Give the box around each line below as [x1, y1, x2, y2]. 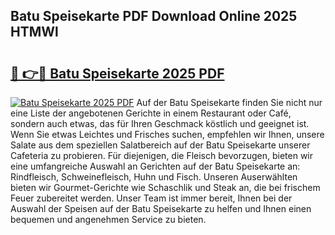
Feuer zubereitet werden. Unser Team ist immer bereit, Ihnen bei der [10, 192, 293, 204]
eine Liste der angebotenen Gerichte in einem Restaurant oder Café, [10, 107, 292, 119]
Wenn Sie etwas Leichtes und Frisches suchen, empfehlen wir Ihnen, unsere [10, 129, 325, 140]
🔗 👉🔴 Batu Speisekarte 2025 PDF [10, 65, 225, 82]
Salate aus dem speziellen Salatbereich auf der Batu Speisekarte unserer [10, 139, 311, 151]
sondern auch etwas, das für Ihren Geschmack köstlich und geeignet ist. [10, 118, 310, 129]
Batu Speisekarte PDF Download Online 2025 [10, 8, 298, 25]
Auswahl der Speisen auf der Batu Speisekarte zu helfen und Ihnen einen [10, 203, 312, 214]
